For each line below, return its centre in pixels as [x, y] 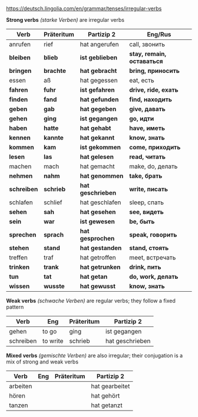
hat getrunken [100, 267]
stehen [19, 248]
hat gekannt [97, 138]
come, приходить [155, 147]
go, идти [142, 119]
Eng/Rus [159, 34]
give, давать [148, 109]
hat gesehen [98, 212]
